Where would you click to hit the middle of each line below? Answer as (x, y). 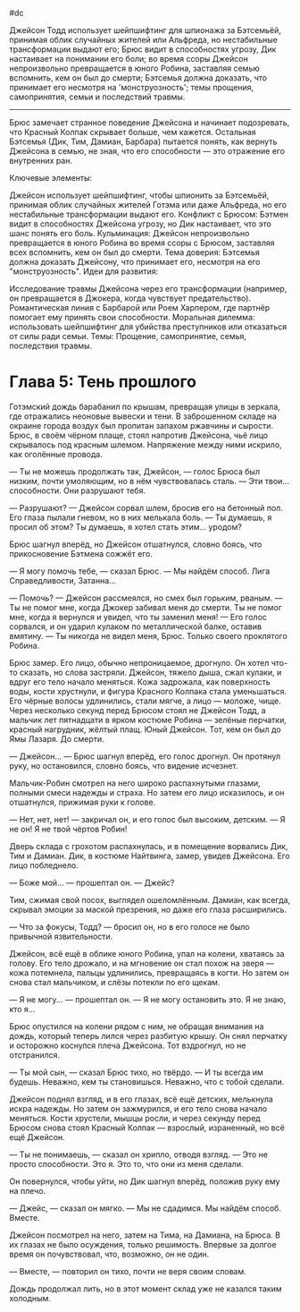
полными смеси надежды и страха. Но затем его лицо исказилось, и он (147, 792)
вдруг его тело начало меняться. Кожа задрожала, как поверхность (140, 682)
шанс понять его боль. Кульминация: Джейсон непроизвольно (129, 233)
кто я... (22, 1009)
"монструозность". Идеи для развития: (84, 271)
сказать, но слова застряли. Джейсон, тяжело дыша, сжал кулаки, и (150, 672)
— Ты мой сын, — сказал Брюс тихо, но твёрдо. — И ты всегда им (136, 1072)
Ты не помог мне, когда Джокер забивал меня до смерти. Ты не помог (146, 607)
